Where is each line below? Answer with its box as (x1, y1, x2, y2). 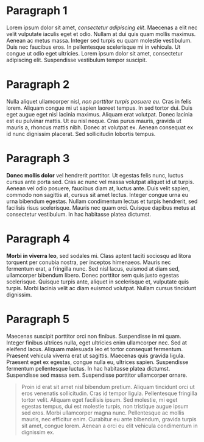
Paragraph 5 (6, 312, 70, 326)
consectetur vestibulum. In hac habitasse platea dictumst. (6, 210, 151, 218)
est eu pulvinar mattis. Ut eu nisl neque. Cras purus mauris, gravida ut (6, 117, 181, 124)
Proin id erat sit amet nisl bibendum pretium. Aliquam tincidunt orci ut (21, 383, 195, 390)
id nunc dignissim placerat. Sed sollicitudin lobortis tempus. (6, 130, 156, 137)
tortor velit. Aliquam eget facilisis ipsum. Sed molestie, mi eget (21, 396, 178, 403)
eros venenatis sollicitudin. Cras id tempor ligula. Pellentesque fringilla (21, 390, 198, 397)
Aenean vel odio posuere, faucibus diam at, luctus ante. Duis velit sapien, (6, 184, 190, 192)
